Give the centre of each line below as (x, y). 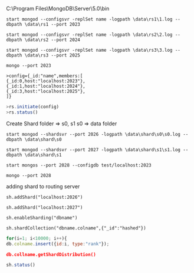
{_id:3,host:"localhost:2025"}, (46, 91)
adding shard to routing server (43, 186)
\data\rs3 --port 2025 (52, 55)
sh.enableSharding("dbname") (42, 218)
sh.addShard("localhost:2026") (45, 197)
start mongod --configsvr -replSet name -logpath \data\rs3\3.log (89, 50)
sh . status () (21, 265)
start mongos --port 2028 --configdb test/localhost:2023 (79, 165)
